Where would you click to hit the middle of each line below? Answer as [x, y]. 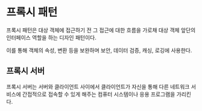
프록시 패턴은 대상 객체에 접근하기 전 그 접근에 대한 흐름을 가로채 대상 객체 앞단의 [101, 30]
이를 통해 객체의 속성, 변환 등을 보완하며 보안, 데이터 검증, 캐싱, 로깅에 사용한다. [99, 50]
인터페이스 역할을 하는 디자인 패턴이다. [51, 37]
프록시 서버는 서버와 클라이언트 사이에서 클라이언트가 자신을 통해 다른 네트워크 [98, 86]
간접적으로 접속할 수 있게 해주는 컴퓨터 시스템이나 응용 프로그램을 [99, 94]
